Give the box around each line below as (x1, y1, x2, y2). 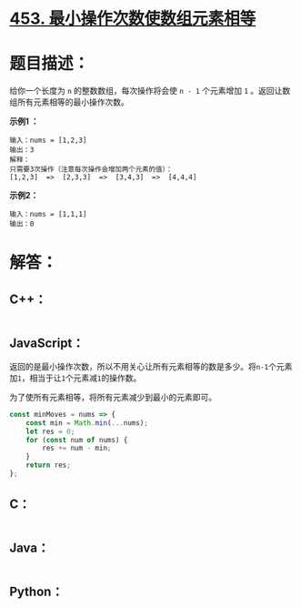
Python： (9, 583, 64, 599)
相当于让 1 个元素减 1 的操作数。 (29, 372, 142, 383)
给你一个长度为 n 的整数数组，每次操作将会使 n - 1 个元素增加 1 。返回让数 (9, 86, 291, 96)
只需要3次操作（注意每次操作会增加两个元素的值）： (9, 165, 173, 174)
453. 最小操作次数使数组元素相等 (9, 8, 256, 29)
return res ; (25, 461, 71, 470)
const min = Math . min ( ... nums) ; (25, 418, 148, 428)
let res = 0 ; (25, 427, 75, 436)
